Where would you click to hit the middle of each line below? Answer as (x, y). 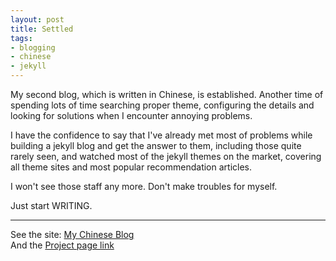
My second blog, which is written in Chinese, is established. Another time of (167, 94)
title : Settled (42, 29)
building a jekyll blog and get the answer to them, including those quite (156, 145)
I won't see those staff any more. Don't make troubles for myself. (144, 186)
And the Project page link (62, 245)
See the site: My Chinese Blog (72, 234)
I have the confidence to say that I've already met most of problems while (161, 135)
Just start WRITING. (51, 205)
